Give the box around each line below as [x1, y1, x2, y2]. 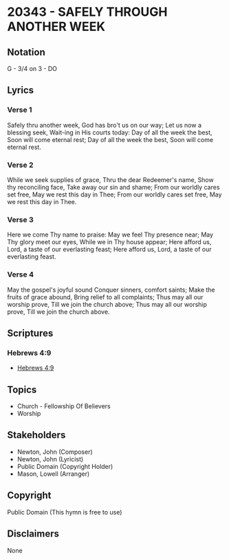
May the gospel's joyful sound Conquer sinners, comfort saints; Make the [7, 286, 215, 294]
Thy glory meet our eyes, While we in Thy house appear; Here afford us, [7, 238, 212, 246]
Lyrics [7, 84, 34, 97]
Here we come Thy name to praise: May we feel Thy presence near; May [7, 230, 214, 239]
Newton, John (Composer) [17, 448, 93, 456]
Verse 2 [7, 160, 34, 170]
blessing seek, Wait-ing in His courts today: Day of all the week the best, [7, 128, 212, 137]
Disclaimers [7, 528, 60, 540]
